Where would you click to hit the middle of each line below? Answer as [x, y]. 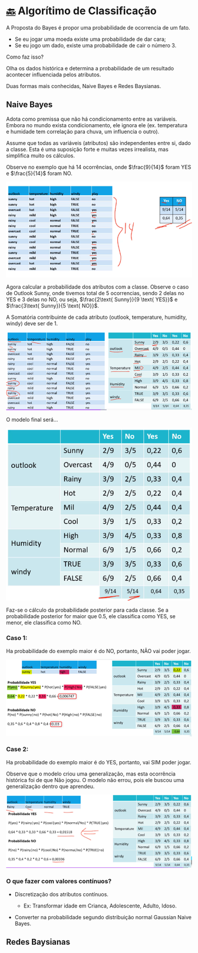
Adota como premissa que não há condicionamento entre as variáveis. [92, 119]
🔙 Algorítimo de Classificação [82, 11]
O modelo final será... [32, 420]
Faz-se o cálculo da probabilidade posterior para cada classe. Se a [88, 610]
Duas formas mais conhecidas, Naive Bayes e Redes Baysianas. [84, 86]
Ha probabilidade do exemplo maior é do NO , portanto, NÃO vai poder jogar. [99, 651]
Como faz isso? [25, 57]
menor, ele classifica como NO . [44, 623]
